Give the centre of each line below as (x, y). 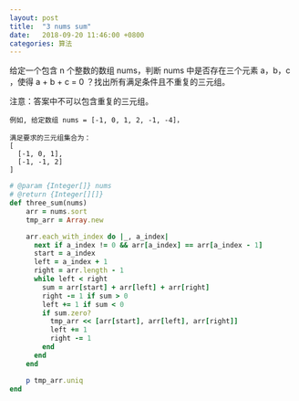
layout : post (34, 18)
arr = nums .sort (57, 211)
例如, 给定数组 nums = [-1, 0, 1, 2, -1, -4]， (97, 121)
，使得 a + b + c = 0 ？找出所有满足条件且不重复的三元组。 (120, 82)
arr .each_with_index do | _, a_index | (98, 237)
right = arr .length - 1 (79, 270)
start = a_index (64, 253)
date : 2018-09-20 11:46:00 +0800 (77, 35)
